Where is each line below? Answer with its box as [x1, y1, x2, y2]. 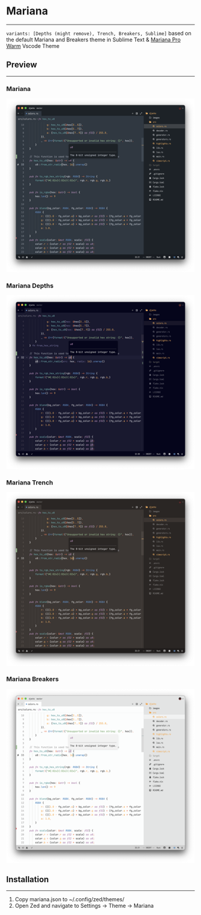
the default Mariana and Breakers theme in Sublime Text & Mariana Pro [6, 36, 181, 43]
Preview [6, 60, 38, 70]
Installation [6, 874, 49, 884]
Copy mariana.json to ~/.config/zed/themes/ [14, 896, 124, 903]
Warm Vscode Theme [6, 42, 60, 49]
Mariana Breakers [6, 675, 59, 683]
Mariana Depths [6, 281, 54, 290]
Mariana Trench [6, 478, 53, 486]
